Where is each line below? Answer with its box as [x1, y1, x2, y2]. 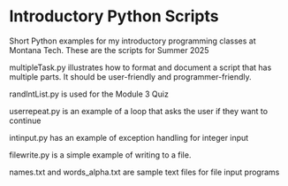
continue [9, 115, 42, 126]
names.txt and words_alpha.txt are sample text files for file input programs [9, 167, 280, 177]
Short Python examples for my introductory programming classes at [9, 35, 256, 46]
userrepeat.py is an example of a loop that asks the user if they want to [9, 105, 268, 116]
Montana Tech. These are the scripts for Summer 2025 [9, 44, 209, 55]
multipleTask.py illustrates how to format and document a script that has [9, 62, 272, 73]
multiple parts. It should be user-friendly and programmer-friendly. [9, 71, 252, 81]
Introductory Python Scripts [9, 6, 219, 27]
